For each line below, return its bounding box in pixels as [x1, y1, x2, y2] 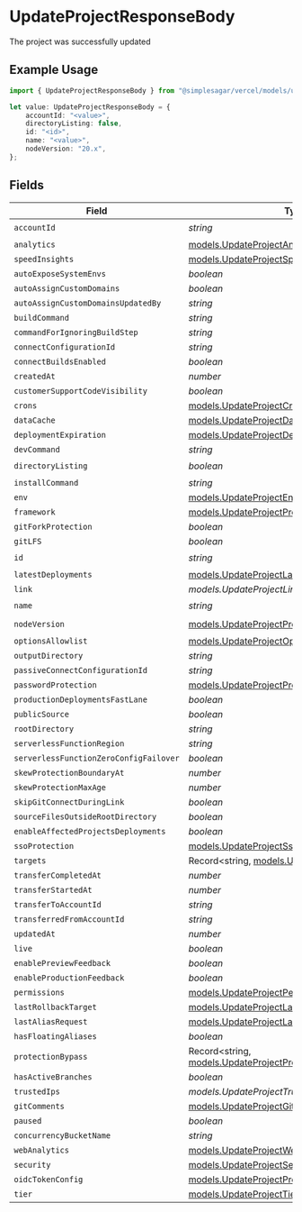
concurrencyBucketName [13, 1130, 111, 1141]
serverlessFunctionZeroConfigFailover [13, 752, 180, 763]
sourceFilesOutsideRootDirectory [13, 811, 157, 822]
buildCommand [13, 313, 70, 323]
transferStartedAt [13, 885, 93, 895]
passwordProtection [13, 679, 97, 690]
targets [13, 855, 47, 866]
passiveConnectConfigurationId [13, 665, 148, 675]
